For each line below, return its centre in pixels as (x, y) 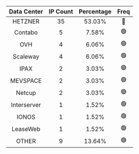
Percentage (95, 11)
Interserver (26, 105)
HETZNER (26, 21)
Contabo (26, 32)
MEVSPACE (26, 80)
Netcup (26, 93)
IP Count (61, 11)
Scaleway (26, 56)
